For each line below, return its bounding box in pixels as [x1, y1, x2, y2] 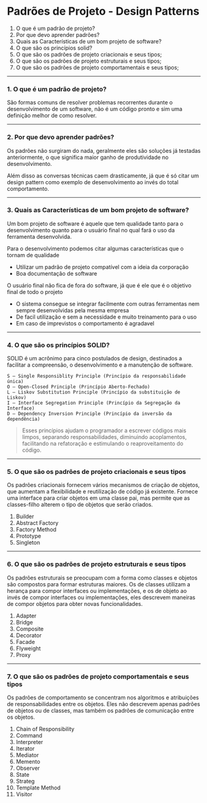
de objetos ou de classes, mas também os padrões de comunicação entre [7, 707, 194, 715]
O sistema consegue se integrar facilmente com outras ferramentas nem [15, 300, 200, 308]
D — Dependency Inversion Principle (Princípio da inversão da [7, 411, 173, 417]
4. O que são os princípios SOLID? [7, 341, 110, 349]
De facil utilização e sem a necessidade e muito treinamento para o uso [15, 313, 197, 320]
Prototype [15, 532, 42, 540]
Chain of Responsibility [15, 726, 75, 733]
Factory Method [15, 526, 57, 533]
